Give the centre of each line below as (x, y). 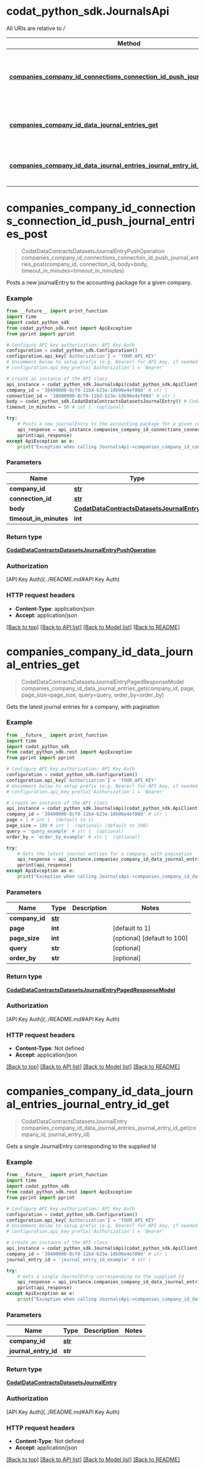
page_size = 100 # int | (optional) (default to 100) (77, 826)
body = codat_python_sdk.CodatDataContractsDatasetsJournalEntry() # (97, 402)
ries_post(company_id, (49, 264)
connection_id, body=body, (113, 264)
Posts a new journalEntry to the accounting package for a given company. (99, 282)
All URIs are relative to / (36, 28)
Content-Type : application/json (55, 608)
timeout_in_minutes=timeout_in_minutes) (73, 270)
